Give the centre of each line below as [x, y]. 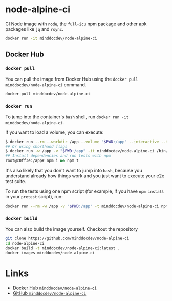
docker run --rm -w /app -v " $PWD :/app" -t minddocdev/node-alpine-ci [82, 206]
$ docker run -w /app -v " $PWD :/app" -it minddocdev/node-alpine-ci [80, 151]
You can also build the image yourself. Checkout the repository [72, 229]
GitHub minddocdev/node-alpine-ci [49, 293]
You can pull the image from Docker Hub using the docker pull [72, 79]
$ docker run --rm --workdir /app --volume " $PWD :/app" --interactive [82, 142]
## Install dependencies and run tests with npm [58, 156]
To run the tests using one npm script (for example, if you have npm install [85, 191]
